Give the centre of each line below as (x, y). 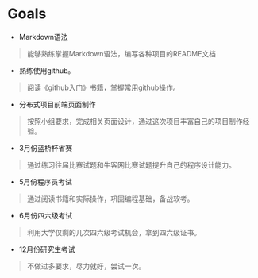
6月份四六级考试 (46, 215)
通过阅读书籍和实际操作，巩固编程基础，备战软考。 (110, 199)
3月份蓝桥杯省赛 (46, 148)
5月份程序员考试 (46, 181)
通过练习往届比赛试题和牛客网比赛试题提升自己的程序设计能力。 (131, 164)
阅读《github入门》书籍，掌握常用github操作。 (103, 87)
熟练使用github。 (47, 70)
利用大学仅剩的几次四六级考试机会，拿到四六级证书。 (114, 232)
